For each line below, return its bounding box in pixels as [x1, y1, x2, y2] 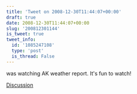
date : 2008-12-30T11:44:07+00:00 [6, 20, 90, 26]
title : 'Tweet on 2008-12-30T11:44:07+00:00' [6, 8, 121, 15]
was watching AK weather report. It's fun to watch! [6, 69, 132, 77]
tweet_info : [6, 37, 36, 43]
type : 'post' [11, 48, 44, 54]
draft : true [6, 14, 36, 20]
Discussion [6, 81, 34, 89]
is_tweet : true [6, 31, 44, 37]
